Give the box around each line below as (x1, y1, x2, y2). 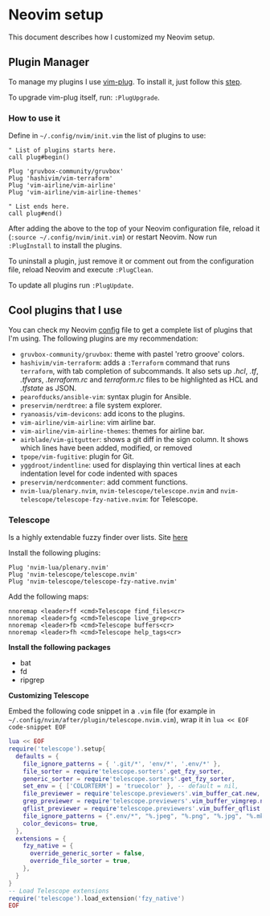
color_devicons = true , (22, 820, 99, 828)
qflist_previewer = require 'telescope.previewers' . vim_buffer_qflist (22, 805, 261, 813)
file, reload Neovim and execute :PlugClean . (8, 265, 154, 275)
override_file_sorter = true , (29, 857, 131, 865)
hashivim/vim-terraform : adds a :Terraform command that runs (19, 358, 231, 367)
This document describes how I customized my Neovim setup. (8, 32, 215, 42)
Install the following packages (8, 643, 111, 652)
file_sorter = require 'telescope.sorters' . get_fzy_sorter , (22, 767, 225, 775)
